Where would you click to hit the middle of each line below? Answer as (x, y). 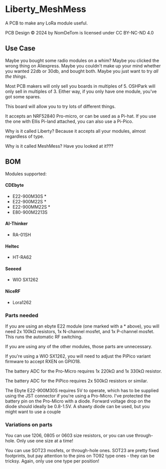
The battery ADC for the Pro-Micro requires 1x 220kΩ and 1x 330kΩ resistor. (83, 371)
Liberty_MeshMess (46, 9)
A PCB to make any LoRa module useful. (47, 23)
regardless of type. (25, 136)
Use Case (20, 48)
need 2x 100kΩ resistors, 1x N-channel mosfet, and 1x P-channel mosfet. (80, 331)
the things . (16, 76)
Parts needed (22, 315)
